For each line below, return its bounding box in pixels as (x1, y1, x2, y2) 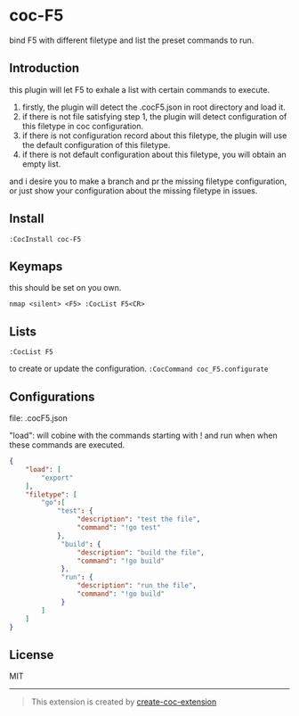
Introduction (9, 61, 80, 76)
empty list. (21, 158, 61, 169)
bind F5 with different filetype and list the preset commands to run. (9, 35, 255, 45)
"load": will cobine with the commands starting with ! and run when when (9, 430, 278, 440)
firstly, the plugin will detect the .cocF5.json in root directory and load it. (21, 102, 287, 112)
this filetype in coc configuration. (21, 120, 144, 131)
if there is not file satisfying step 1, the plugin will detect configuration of (21, 111, 287, 121)
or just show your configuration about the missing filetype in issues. (9, 185, 258, 196)
